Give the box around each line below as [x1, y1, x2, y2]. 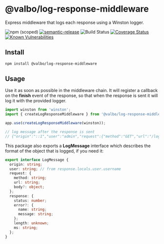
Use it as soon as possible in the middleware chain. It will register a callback [5, 88, 158, 94]
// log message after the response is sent [5, 130, 95, 134]
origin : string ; [9, 162, 42, 167]
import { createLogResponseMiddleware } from [5, 112, 99, 117]
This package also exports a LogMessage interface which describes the [5, 143, 151, 149]
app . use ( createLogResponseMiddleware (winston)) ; [5, 121, 106, 126]
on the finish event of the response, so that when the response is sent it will [5, 93, 158, 98]
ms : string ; [14, 225, 38, 230]
